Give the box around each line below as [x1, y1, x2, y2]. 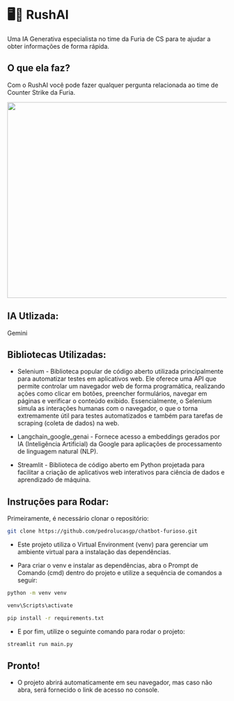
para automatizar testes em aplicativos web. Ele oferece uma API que [17, 375, 217, 383]
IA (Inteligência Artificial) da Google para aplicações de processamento [17, 440, 222, 448]
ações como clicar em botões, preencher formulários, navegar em [17, 389, 208, 398]
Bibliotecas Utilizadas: [7, 349, 107, 361]
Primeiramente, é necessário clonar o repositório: [7, 514, 149, 523]
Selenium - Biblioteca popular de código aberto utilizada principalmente [17, 368, 224, 376]
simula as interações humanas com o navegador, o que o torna [17, 404, 198, 413]
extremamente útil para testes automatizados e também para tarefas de [17, 411, 223, 420]
